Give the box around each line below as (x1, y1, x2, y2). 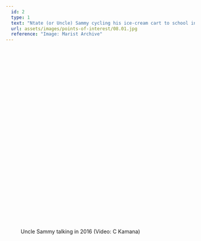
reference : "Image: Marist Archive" (11, 31, 103, 37)
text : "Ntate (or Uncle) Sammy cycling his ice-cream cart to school (11, 20, 188, 26)
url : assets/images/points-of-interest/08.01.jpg (11, 25, 137, 32)
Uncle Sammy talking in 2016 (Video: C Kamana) (20, 228, 140, 235)
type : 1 (11, 14, 31, 20)
